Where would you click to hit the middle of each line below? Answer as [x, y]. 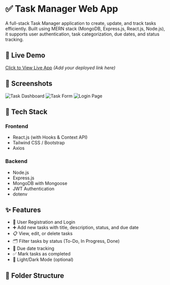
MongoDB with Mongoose [40, 183]
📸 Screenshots [29, 84]
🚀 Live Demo [25, 56]
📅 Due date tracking [33, 248]
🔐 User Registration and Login [44, 222]
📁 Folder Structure [35, 276]
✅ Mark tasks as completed [42, 254]
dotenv [20, 194]
